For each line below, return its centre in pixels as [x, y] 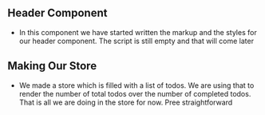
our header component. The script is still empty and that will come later [136, 41]
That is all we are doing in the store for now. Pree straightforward [126, 102]
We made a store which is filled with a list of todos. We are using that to [136, 85]
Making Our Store [52, 66]
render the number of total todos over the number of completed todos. [135, 93]
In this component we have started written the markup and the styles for [138, 32]
